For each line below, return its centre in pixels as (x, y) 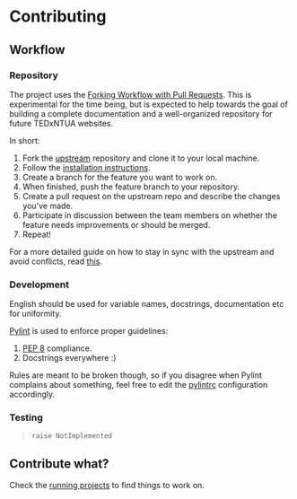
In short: (25, 140)
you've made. (48, 206)
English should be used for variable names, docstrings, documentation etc (147, 304)
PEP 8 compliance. (57, 348)
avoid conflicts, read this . (56, 261)
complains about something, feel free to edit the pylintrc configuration (139, 385)
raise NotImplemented (71, 436)
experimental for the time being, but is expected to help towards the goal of (149, 104)
